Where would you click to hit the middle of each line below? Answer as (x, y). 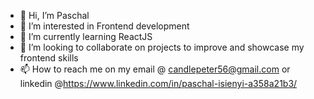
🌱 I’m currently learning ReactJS (86, 36)
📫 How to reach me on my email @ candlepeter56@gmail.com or (155, 69)
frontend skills (49, 58)
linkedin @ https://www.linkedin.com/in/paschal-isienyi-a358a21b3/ (158, 83)
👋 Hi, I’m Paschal (54, 15)
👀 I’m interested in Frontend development (104, 26)
